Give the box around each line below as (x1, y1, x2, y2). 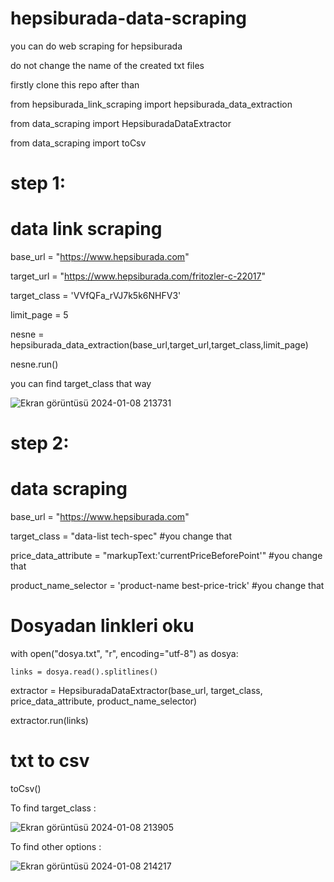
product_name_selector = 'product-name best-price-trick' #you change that (10, 580, 325, 592)
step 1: (10, 172, 67, 195)
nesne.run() (10, 358, 59, 371)
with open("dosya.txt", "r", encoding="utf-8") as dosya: (10, 648, 239, 660)
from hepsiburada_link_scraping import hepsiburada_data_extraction (10, 98, 293, 110)
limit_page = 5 (10, 309, 69, 321)
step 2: (10, 432, 70, 455)
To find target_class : (10, 802, 97, 814)
